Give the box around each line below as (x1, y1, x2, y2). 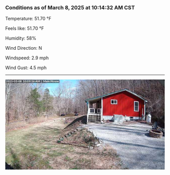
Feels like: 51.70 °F (5, 25, 44, 31)
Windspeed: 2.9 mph (5, 55, 49, 61)
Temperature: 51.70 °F (5, 16, 52, 22)
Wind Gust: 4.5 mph (5, 65, 47, 71)
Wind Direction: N (5, 45, 42, 51)
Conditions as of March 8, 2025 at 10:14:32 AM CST (5, 4, 135, 11)
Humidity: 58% (5, 35, 36, 42)
